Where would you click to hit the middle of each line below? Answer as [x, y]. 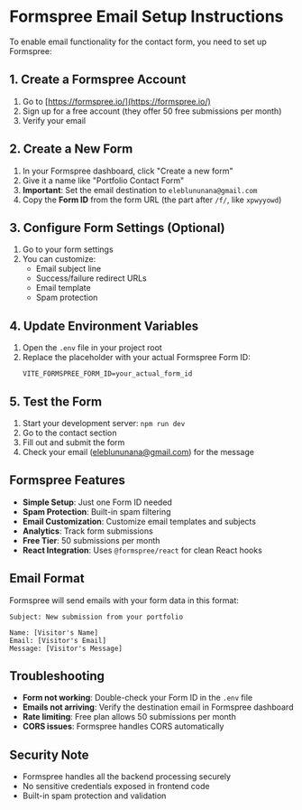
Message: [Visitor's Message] [66, 648]
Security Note [49, 754]
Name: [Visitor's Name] [54, 633]
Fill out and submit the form [73, 442]
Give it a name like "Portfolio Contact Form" [103, 180]
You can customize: [59, 259]
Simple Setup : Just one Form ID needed [97, 502]
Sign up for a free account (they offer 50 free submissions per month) [152, 111]
